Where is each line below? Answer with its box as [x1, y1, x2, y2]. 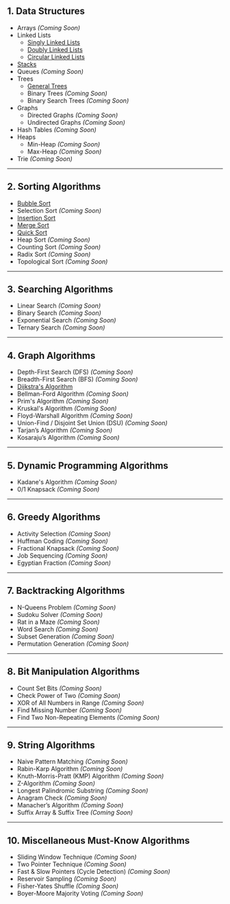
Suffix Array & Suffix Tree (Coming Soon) [16, 808, 133, 817]
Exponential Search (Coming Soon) [16, 316, 116, 325]
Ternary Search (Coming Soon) [16, 323, 105, 331]
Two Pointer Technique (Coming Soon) [16, 860, 127, 868]
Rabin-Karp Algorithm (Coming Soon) [16, 765, 123, 773]
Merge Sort [16, 221, 49, 229]
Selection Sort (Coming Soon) [16, 206, 101, 214]
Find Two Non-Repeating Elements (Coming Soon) [16, 713, 159, 721]
